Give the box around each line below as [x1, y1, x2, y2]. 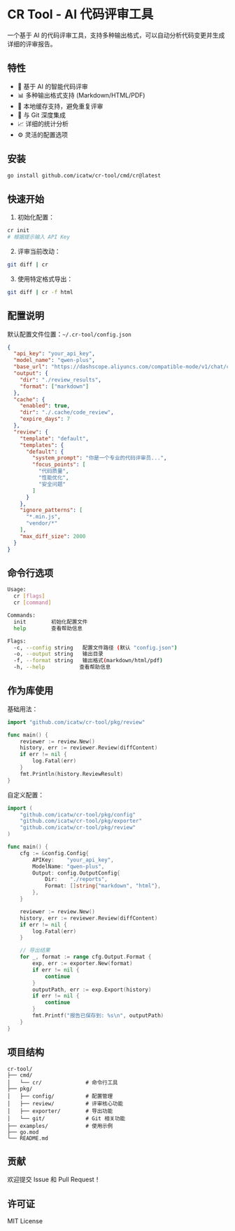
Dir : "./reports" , [44, 876, 108, 883]
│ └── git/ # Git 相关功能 [7, 1115, 126, 1122]
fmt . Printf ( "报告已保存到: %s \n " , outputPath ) [32, 1012, 164, 1019]
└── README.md [7, 1134, 49, 1142]
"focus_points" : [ [32, 461, 86, 469]
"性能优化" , [38, 474, 69, 481]
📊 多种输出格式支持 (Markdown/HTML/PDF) [17, 90, 145, 99]
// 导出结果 [20, 947, 50, 954]
